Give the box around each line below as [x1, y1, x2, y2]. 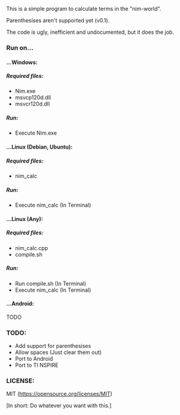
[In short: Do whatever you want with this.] [6, 402, 112, 410]
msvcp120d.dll [14, 94, 51, 101]
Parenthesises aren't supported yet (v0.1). [6, 17, 110, 24]
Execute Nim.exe [14, 129, 57, 137]
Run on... [6, 43, 34, 52]
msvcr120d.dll [14, 100, 50, 108]
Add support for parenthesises [14, 343, 92, 350]
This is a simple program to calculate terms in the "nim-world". [6, 5, 161, 12]
